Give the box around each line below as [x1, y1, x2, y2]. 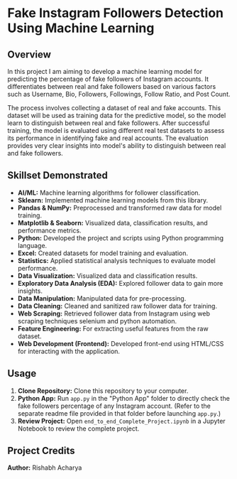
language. [17, 241, 48, 249]
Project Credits [7, 445, 76, 457]
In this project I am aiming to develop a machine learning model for [7, 68, 202, 75]
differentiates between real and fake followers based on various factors [7, 82, 216, 90]
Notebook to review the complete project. [17, 424, 140, 433]
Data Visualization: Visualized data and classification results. [17, 271, 198, 280]
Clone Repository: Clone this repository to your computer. [17, 386, 189, 395]
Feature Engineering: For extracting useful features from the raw [17, 324, 209, 333]
